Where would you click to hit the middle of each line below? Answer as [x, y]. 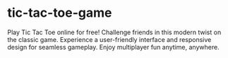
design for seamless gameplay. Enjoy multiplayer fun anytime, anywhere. [114, 47]
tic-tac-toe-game [60, 13]
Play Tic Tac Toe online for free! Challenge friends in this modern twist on [114, 32]
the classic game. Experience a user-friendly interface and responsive [109, 39]
